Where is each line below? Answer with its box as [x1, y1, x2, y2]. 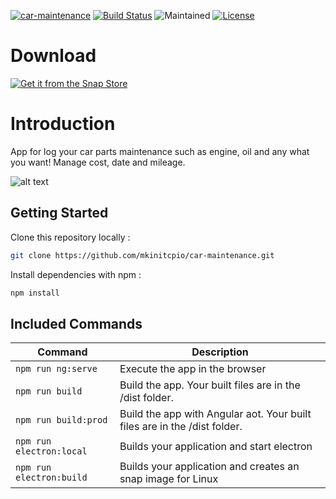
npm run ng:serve [15, 363, 98, 375]
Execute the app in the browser [119, 362, 267, 376]
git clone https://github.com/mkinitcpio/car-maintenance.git [10, 250, 275, 260]
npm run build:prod [15, 415, 108, 426]
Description [191, 345, 249, 359]
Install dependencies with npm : [10, 268, 142, 280]
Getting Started [10, 205, 109, 222]
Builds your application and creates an [119, 460, 300, 474]
